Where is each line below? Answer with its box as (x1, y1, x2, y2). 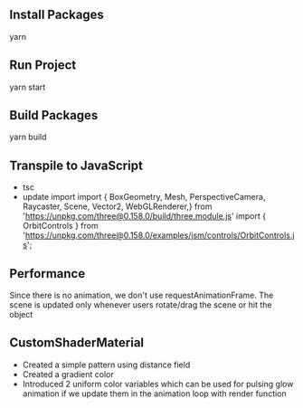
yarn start (9, 81, 46, 92)
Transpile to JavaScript (9, 157, 143, 173)
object (9, 309, 33, 320)
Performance (9, 266, 86, 281)
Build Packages (9, 108, 99, 123)
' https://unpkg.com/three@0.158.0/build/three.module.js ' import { (22, 211, 267, 222)
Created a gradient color (22, 368, 115, 379)
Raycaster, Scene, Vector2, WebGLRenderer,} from (22, 201, 213, 212)
